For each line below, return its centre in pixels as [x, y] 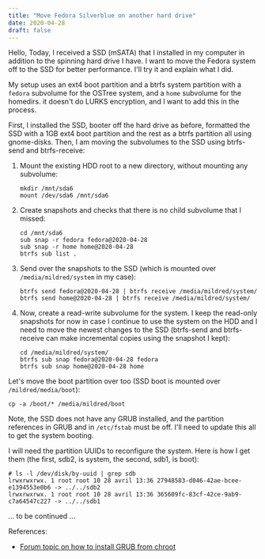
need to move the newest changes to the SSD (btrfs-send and [121, 330]
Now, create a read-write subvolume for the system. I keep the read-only [138, 313]
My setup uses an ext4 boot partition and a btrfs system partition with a [125, 85]
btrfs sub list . [48, 254]
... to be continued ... [42, 516]
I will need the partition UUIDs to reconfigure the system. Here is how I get [129, 451]
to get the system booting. [51, 436]
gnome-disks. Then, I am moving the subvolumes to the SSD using [117, 142]
